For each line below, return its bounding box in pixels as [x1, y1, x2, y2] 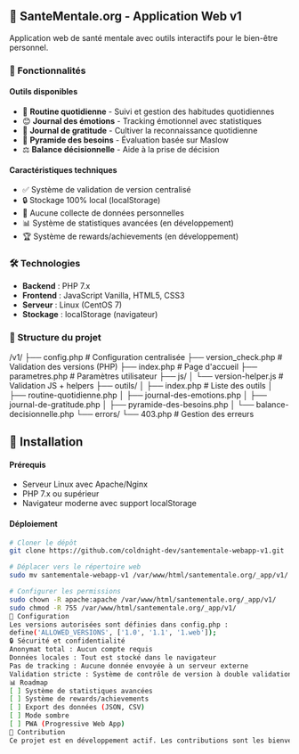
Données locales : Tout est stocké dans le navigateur [9, 653, 217, 662]
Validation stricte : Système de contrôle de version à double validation [9, 669, 293, 678]
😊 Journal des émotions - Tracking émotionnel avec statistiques [21, 115, 263, 126]
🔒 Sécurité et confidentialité [9, 636, 125, 646]
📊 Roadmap [9, 678, 49, 687]
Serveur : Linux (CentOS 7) [21, 299, 123, 310]
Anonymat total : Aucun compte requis [9, 645, 153, 654]
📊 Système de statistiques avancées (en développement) [21, 217, 234, 228]
